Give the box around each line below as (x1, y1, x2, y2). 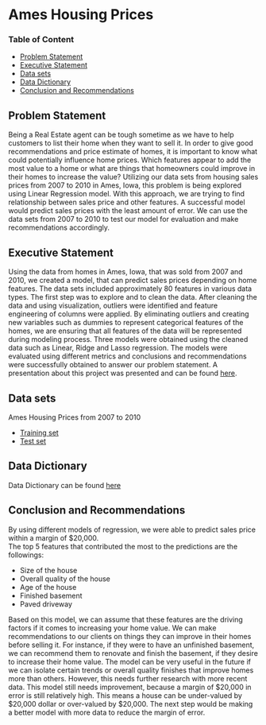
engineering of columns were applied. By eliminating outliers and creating (8, 309, 249, 319)
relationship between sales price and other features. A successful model (8, 197, 245, 207)
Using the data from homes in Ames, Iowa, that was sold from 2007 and (8, 267, 244, 277)
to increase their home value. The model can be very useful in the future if (8, 657, 252, 666)
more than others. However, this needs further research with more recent (8, 673, 248, 683)
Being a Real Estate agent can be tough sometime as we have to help (8, 130, 234, 140)
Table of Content (8, 34, 75, 45)
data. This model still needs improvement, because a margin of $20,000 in (8, 682, 252, 692)
